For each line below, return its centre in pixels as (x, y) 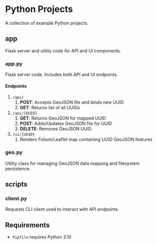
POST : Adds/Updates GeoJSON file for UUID (66, 124)
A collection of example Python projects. (47, 23)
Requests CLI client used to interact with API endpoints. (62, 209)
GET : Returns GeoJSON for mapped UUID (63, 118)
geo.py (14, 152)
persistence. (18, 169)
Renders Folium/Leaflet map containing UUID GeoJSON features (86, 139)
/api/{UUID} (25, 113)
